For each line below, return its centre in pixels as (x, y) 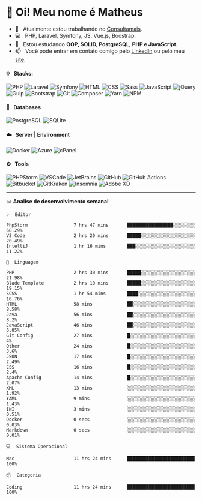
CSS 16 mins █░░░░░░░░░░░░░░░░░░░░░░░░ (101, 367)
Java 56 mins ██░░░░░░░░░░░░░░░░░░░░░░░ (101, 315)
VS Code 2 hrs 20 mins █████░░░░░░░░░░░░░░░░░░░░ (101, 236)
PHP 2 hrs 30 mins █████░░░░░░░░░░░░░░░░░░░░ (101, 273)
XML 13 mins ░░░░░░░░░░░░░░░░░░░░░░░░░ (101, 388)
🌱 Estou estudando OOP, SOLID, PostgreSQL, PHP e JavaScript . (96, 44)
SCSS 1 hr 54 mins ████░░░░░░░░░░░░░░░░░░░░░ (101, 294)
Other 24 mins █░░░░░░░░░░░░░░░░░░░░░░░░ (101, 346)
